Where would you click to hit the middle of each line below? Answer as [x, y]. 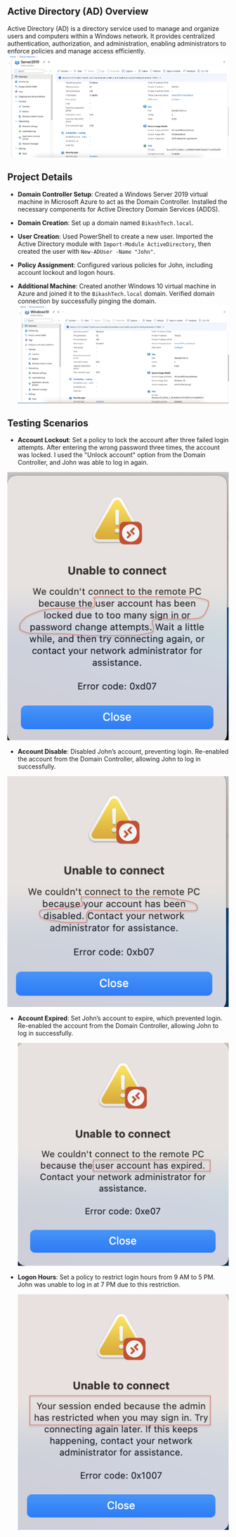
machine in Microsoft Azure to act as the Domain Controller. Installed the [122, 201]
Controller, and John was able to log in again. [83, 463]
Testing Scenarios [48, 423]
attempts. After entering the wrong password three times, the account [118, 448]
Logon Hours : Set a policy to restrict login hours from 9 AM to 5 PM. [116, 1277]
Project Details [40, 178]
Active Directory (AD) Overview [78, 12]
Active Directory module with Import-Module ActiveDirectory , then [114, 244]
